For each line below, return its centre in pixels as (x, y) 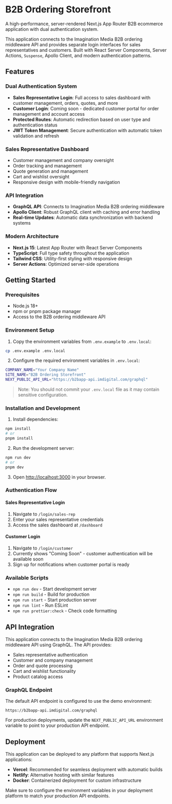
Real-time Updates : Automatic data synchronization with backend (83, 217)
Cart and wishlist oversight (41, 176)
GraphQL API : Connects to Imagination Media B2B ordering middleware (89, 207)
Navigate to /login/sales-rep (44, 514)
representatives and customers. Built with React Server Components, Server (86, 50)
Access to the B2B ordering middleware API (59, 317)
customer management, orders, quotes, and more (65, 103)
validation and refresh (36, 136)
